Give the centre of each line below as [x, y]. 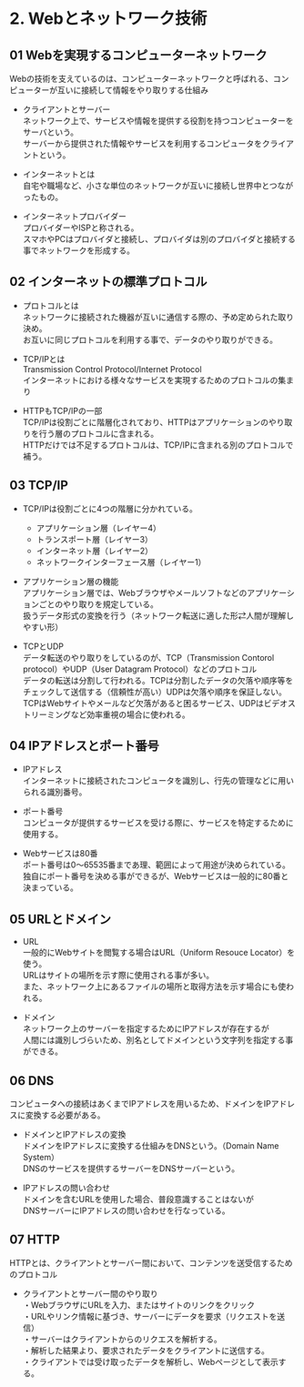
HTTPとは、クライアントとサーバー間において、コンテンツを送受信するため [151, 1262]
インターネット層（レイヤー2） [94, 551]
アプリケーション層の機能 [71, 581]
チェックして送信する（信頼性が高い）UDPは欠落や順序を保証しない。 [154, 692]
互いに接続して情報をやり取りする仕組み [133, 90]
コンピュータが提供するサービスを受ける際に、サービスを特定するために [158, 823]
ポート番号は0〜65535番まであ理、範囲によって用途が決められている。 [157, 865]
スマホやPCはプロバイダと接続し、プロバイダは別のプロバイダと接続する [159, 239]
